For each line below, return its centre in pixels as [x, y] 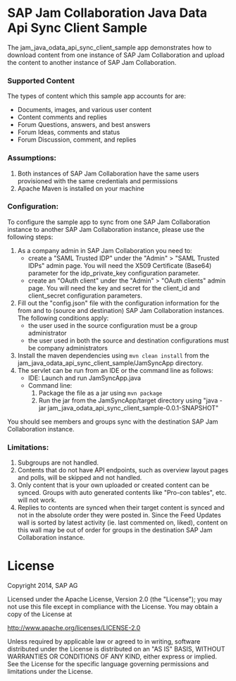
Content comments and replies [62, 117]
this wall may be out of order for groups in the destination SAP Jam [115, 530]
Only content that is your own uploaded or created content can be [113, 485]
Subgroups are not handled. [58, 462]
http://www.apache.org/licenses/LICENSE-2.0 [74, 628]
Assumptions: [32, 158]
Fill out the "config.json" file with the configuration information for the [118, 303]
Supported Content [41, 80]
